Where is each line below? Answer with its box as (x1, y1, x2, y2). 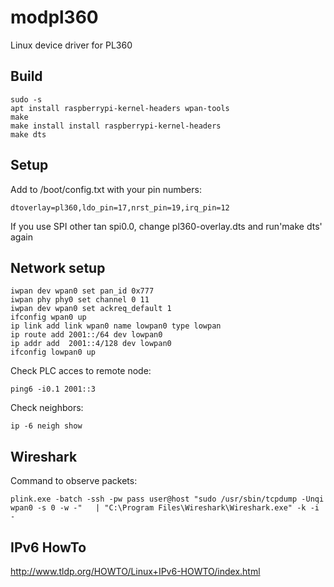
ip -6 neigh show (10, 421, 83, 431)
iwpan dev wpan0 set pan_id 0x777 (10, 286, 155, 296)
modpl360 (10, 6, 99, 29)
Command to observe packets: (10, 475, 138, 487)
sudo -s (10, 94, 43, 105)
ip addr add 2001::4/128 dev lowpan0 (10, 339, 172, 349)
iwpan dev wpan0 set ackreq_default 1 (10, 304, 172, 314)
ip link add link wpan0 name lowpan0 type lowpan (10, 321, 222, 331)
